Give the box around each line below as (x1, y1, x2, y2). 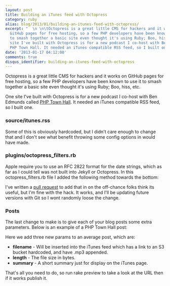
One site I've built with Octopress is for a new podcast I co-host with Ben (5, 94, 158, 100)
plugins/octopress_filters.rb (5, 152, 76, 159)
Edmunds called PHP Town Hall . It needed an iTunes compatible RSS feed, (5, 99, 160, 105)
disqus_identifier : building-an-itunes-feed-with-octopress (5, 59, 135, 64)
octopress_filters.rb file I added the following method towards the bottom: (5, 174, 159, 180)
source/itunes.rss (5, 117, 51, 124)
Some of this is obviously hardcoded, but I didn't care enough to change (5, 129, 156, 135)
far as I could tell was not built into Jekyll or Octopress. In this (5, 169, 134, 175)
